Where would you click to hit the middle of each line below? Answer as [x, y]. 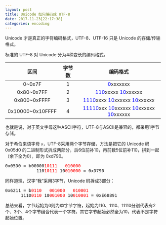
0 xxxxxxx [119, 84]
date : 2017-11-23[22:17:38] [34, 19]
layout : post [19, 10]
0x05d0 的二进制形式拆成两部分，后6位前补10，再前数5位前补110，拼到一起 [82, 150]
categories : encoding [27, 23]
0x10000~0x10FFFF [32, 112]
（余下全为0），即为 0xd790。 [35, 156]
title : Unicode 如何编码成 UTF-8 [38, 14]
